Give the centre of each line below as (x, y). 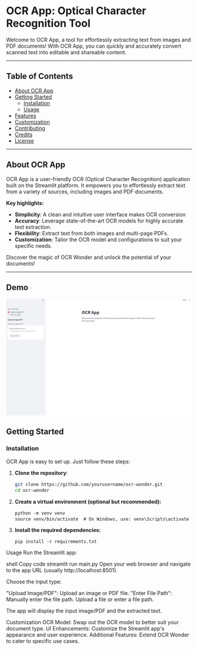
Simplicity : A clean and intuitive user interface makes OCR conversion (100, 214)
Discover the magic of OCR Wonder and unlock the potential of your (89, 257)
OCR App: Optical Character (76, 11)
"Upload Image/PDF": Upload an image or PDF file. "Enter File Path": (89, 593)
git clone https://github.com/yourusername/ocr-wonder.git (89, 484)
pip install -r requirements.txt (56, 542)
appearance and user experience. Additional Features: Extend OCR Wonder (98, 635)
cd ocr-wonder (32, 491)
